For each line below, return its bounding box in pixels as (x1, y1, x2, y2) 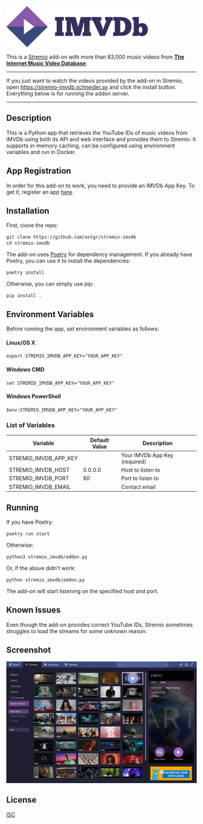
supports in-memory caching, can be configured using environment (6, 142, 175, 149)
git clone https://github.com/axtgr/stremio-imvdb (6, 234, 137, 240)
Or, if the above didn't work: (6, 564, 76, 571)
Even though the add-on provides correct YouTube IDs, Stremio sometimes (6, 621, 193, 628)
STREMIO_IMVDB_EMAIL (8, 483, 71, 491)
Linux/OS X (6, 339, 36, 346)
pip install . (6, 293, 42, 299)
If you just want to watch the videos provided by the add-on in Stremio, (6, 77, 183, 84)
